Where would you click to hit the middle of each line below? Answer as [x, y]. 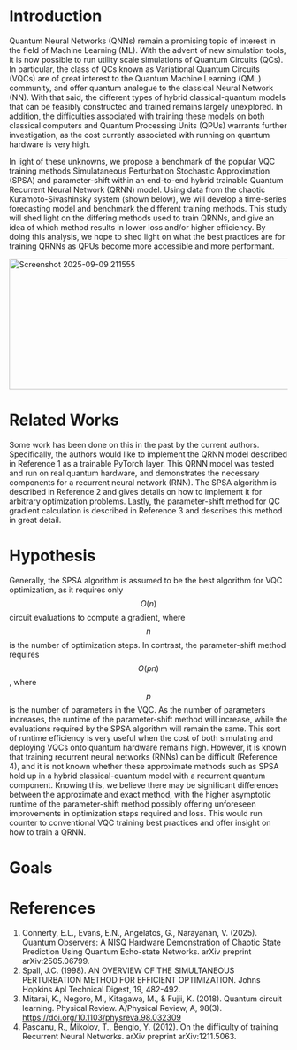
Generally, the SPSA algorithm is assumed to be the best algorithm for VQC [146, 580]
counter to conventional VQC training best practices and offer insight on [140, 822]
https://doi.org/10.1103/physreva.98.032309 [101, 1017]
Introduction [56, 16]
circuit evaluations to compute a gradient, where [97, 617]
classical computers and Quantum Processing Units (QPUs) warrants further [148, 125]
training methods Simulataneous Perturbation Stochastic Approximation [140, 171]
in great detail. [35, 520]
